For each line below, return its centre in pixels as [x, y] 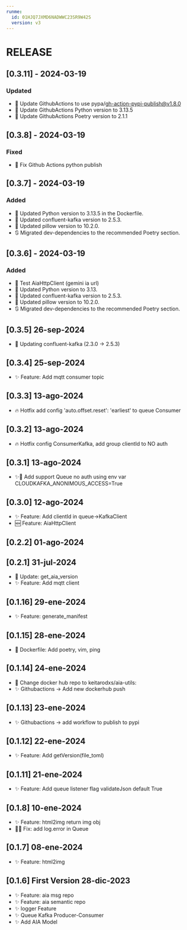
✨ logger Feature [36, 908]
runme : [14, 12]
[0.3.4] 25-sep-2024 [46, 363]
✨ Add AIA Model [36, 922]
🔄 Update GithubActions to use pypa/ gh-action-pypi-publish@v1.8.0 [98, 104]
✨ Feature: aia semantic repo [50, 902]
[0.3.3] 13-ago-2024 [45, 396]
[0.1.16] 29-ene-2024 [46, 602]
